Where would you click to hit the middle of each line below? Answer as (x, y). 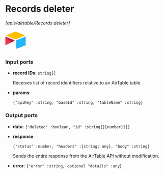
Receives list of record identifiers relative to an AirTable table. (77, 83)
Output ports (22, 115)
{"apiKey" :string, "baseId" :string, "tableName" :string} (78, 103)
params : (22, 93)
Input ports (19, 62)
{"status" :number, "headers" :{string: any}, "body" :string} (81, 146)
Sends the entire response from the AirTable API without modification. (86, 156)
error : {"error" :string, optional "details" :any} (67, 165)
